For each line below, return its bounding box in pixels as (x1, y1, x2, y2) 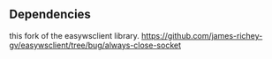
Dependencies (9, 7, 91, 22)
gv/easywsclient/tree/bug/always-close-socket (9, 40, 182, 50)
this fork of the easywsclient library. (9, 30, 140, 41)
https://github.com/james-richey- (140, 30, 263, 41)
